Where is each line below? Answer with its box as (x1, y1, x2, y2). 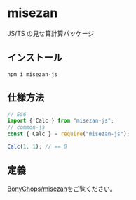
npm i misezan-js (7, 70, 58, 78)
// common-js (7, 124, 46, 131)
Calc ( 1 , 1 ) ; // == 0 (7, 143, 68, 151)
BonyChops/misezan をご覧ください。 (7, 185, 117, 193)
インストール (7, 51, 63, 64)
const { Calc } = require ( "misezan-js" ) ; (7, 130, 130, 138)
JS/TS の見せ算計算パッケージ (7, 29, 95, 37)
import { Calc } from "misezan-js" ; (7, 118, 114, 125)
